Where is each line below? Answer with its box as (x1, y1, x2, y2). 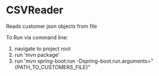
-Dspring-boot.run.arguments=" (76, 57, 154, 64)
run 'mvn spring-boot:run (14, 57, 76, 64)
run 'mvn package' (14, 51, 60, 58)
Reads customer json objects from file (6, 23, 97, 30)
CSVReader (6, 3, 63, 17)
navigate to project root (14, 45, 71, 52)
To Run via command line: (6, 34, 68, 41)
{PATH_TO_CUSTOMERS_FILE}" (14, 63, 91, 70)
